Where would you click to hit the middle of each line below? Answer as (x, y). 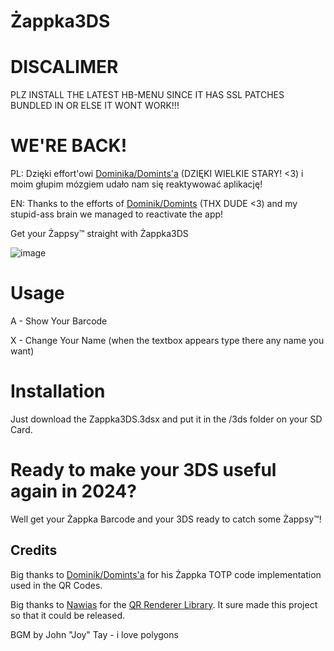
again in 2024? (73, 491)
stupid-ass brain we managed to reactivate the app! (117, 214)
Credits (34, 550)
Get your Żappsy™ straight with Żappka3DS (99, 234)
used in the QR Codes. (56, 585)
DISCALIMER (64, 67)
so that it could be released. (68, 615)
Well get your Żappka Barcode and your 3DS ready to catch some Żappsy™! (166, 519)
